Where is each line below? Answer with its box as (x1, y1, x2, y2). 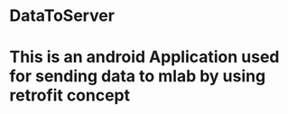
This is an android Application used (9, 47, 280, 68)
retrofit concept (9, 85, 131, 106)
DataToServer (9, 5, 116, 26)
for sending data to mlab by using (9, 66, 266, 87)
